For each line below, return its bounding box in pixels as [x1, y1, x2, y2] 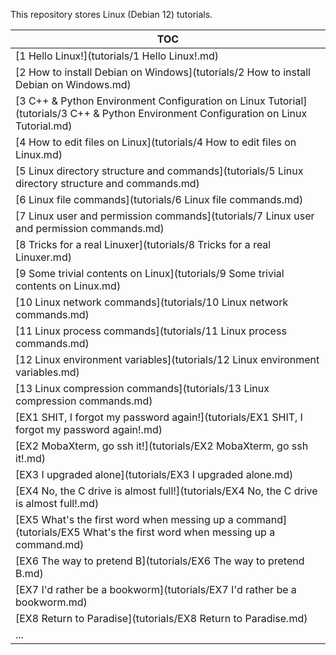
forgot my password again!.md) [15, 423, 163, 436]
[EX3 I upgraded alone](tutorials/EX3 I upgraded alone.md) [15, 468, 294, 481]
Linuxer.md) [15, 250, 72, 264]
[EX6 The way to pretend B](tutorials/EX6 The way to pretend [15, 554, 305, 568]
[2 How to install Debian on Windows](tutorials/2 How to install [15, 65, 311, 79]
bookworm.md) [15, 595, 88, 609]
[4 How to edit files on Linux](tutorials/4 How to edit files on [15, 135, 297, 149]
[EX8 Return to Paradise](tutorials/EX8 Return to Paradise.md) [15, 612, 308, 625]
